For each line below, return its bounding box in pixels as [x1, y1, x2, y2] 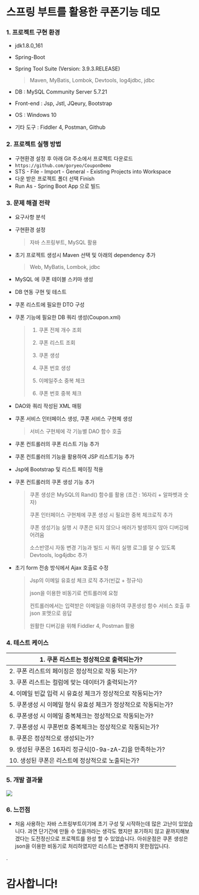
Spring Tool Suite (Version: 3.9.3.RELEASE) [14, 65, 120, 72]
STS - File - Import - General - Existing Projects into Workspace [14, 168, 172, 175]
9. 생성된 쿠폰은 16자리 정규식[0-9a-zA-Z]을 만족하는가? [9, 745, 166, 754]
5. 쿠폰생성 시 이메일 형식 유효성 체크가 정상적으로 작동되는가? [9, 701, 173, 709]
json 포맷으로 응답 [29, 609, 73, 617]
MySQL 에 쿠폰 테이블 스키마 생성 [14, 275, 94, 283]
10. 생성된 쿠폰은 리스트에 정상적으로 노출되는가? [9, 757, 140, 765]
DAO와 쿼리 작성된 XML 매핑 [14, 402, 82, 410]
